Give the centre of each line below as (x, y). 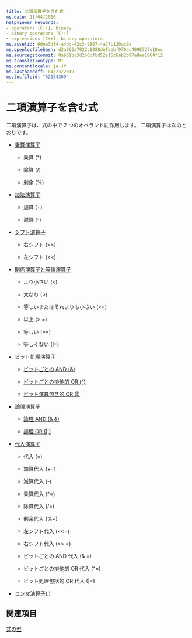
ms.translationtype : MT (35, 60)
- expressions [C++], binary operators (55, 39)
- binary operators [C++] (37, 33)
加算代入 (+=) (40, 469)
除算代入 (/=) (39, 506)
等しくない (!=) (41, 344)
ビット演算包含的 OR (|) (52, 394)
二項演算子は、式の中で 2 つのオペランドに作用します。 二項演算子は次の (94, 125)
